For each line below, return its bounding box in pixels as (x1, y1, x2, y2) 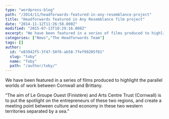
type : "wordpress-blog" (5, 7, 55, 13)
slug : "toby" (10, 54, 37, 59)
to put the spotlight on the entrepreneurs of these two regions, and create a (5, 97, 162, 103)
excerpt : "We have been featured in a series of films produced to (5, 31, 150, 36)
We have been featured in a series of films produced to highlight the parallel (5, 77, 162, 83)
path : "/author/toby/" (10, 63, 57, 68)
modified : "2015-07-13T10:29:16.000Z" (5, 26, 87, 31)
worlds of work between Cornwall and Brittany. (5, 82, 103, 88)
